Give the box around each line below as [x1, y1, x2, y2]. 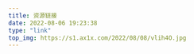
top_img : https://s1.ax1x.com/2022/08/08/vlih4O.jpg [8, 33, 187, 42]
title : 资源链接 [8, 11, 57, 20]
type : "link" [8, 26, 52, 34]
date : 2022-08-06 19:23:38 [8, 19, 98, 27]
